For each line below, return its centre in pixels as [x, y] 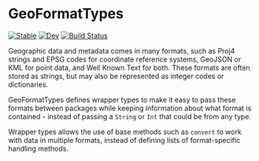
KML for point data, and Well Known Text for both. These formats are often [129, 67]
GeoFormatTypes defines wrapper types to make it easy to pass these [122, 99]
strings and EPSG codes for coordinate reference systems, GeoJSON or [125, 59]
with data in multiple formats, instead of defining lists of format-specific [124, 140]
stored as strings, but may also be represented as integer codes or [116, 76]
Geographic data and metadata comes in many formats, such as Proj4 [122, 51]
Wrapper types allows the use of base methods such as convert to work [125, 132]
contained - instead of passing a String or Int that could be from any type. [130, 116]
